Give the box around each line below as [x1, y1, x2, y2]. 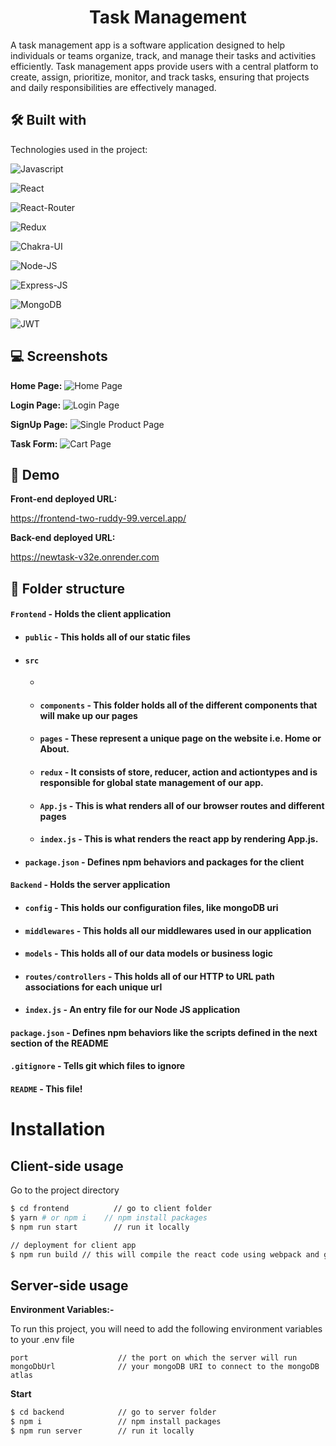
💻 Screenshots [10, 348, 108, 365]
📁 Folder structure [10, 580, 126, 597]
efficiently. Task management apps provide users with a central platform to [10, 60, 319, 72]
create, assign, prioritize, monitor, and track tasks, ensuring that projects [10, 71, 310, 83]
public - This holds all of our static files [24, 631, 191, 643]
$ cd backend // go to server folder [10, 1407, 217, 1418]
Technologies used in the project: [10, 143, 148, 155]
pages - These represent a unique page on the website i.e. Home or [39, 732, 322, 745]
